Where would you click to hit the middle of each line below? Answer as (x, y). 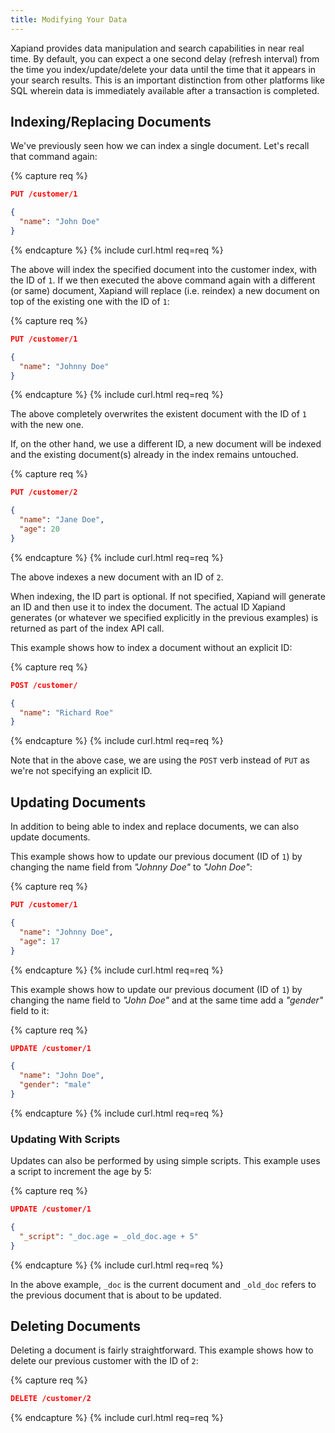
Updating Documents (78, 802)
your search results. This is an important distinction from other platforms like (168, 80)
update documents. (50, 837)
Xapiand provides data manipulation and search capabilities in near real (157, 48)
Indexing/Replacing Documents (111, 122)
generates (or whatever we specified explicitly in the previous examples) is (164, 617)
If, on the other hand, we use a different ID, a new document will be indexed (166, 444)
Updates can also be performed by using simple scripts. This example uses (165, 1161)
